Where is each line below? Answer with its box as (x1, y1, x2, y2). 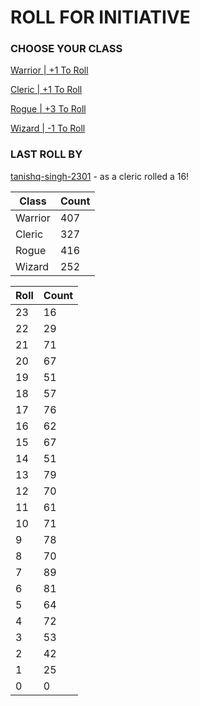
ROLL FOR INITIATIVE (10, 6, 191, 29)
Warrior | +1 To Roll (10, 64, 89, 76)
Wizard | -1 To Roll (10, 122, 86, 135)
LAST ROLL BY (10, 147, 83, 161)
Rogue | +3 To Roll (10, 103, 87, 115)
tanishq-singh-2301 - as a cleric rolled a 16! (10, 170, 190, 182)
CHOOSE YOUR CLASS (10, 42, 123, 56)
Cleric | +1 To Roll (10, 84, 83, 96)
